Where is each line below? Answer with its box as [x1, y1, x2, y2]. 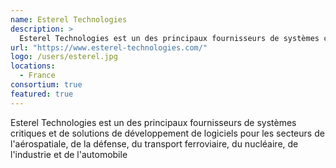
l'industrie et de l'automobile [10, 148, 128, 160]
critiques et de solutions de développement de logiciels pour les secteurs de [10, 127, 325, 139]
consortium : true [10, 80, 83, 90]
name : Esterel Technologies [10, 14, 128, 25]
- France [19, 71, 56, 81]
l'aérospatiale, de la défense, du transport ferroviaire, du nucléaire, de [10, 137, 299, 150]
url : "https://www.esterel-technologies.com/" [10, 42, 208, 53]
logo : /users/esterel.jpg [10, 52, 118, 62]
